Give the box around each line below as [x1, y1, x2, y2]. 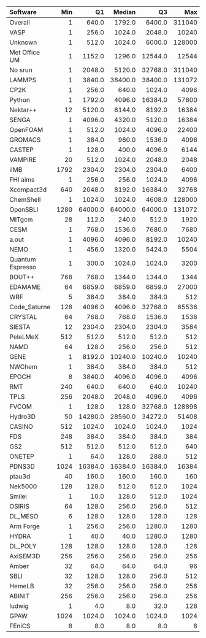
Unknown [9, 38, 37, 47]
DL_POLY [9, 542, 37, 550]
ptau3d [9, 472, 31, 480]
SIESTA [9, 323, 31, 331]
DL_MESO [9, 512, 39, 520]
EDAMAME [9, 283, 41, 291]
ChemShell [9, 196, 41, 204]
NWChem [9, 363, 38, 371]
